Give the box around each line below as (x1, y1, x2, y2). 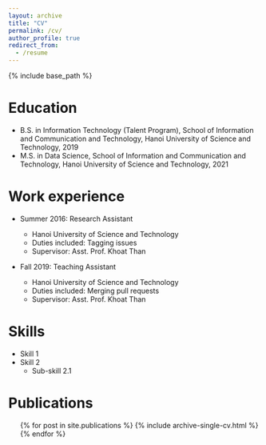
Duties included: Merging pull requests (31, 286, 160, 295)
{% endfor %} (19, 429, 66, 439)
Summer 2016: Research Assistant (19, 214, 133, 223)
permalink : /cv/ (8, 26, 62, 34)
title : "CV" (8, 19, 48, 27)
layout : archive (8, 11, 62, 20)
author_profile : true (8, 34, 81, 42)
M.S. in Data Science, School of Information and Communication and (19, 150, 246, 160)
